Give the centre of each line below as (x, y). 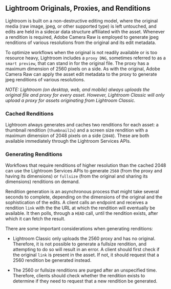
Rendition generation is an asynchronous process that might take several (82, 192)
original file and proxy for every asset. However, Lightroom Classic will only (85, 95)
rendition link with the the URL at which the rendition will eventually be (80, 208)
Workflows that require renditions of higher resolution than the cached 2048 (86, 165)
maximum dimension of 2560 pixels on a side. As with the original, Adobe (83, 69)
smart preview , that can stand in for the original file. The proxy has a (77, 63)
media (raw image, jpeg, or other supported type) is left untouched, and (81, 26)
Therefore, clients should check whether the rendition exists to (79, 276)
